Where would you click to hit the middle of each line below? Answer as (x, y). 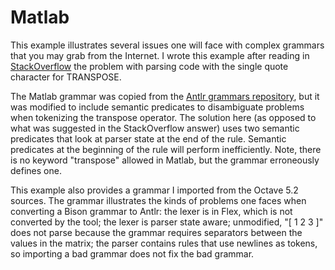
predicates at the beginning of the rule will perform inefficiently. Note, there (166, 149)
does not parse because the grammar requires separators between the (156, 232)
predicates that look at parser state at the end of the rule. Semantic (148, 138)
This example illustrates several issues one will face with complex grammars (167, 45)
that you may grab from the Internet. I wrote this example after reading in (160, 55)
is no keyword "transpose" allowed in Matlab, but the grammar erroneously (165, 160)
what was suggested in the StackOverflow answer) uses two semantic (155, 128)
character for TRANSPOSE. (66, 77)
